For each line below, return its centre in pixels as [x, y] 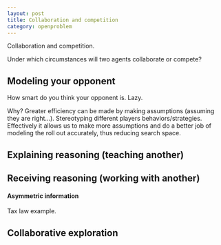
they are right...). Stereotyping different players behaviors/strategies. [105, 119]
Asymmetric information [43, 196]
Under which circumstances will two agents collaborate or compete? [104, 59]
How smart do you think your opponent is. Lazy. [75, 98]
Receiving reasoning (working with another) [104, 178]
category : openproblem [40, 26]
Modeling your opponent [61, 81]
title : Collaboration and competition [63, 20]
